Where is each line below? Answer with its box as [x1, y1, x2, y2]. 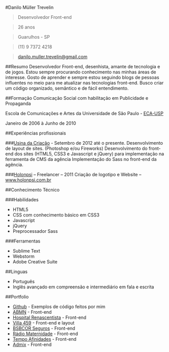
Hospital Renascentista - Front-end [12, 314, 87, 320]
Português [12, 279, 35, 284]
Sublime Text [12, 248, 41, 254]
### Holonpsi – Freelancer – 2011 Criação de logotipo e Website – [5, 172, 142, 177]
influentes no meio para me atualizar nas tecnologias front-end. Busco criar [5, 80, 164, 86]
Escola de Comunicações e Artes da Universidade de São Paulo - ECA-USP [5, 111, 164, 116]
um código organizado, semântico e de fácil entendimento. [5, 85, 129, 91]
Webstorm [12, 253, 35, 259]
